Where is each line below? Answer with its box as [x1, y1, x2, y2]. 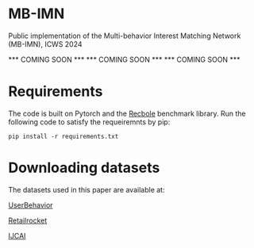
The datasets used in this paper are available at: [8, 185, 165, 194]
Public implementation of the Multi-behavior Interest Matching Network [8, 31, 241, 40]
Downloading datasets [8, 159, 160, 177]
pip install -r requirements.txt [8, 132, 119, 140]
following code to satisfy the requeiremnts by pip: [8, 116, 171, 127]
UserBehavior [8, 200, 53, 210]
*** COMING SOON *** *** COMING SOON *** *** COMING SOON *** [8, 55, 241, 64]
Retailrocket [8, 216, 48, 225]
